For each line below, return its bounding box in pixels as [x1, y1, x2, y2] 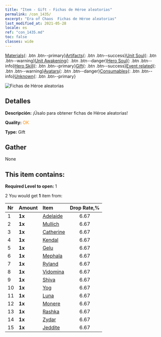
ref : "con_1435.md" [5, 30, 45, 35]
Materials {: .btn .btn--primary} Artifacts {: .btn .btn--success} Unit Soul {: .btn [5, 52, 157, 58]
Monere [42, 300, 60, 307]
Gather [5, 143, 27, 151]
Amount [19, 204, 38, 211]
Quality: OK [5, 120, 29, 125]
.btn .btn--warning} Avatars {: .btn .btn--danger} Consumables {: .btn [5, 68, 140, 74]
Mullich [42, 221, 60, 228]
